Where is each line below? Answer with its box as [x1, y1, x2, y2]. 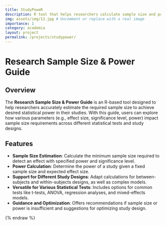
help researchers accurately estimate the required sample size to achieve [5, 104, 155, 110]
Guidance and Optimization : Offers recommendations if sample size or [12, 200, 158, 206]
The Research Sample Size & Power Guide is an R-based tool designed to [5, 99, 157, 105]
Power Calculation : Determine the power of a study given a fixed [12, 163, 145, 169]
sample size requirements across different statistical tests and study [5, 120, 144, 126]
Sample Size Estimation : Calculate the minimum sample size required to [12, 152, 160, 158]
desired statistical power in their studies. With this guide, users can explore [5, 110, 158, 115]
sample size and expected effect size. [12, 168, 90, 174]
